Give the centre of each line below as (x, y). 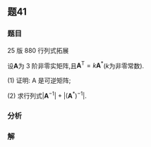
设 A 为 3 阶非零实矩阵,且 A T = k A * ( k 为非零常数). (76, 65)
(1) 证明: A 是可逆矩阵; (39, 81)
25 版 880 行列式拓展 (38, 50)
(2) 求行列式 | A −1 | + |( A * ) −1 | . (47, 95)
